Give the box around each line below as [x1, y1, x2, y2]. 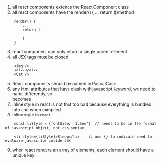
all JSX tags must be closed [12, 54, 69, 60]
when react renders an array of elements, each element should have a [12, 147, 154, 153]
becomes [12, 96, 31, 102]
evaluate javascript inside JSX [5, 139, 71, 143]
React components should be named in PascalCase [12, 81, 116, 86]
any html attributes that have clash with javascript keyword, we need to [12, 86, 156, 92]
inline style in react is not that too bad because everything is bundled [12, 101, 152, 107]
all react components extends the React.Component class [12, 4, 129, 10]
